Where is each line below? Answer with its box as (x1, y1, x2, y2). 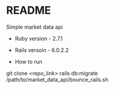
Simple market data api (6, 23, 63, 30)
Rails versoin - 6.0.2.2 (14, 46, 69, 54)
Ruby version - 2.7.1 (14, 35, 63, 42)
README (6, 4, 51, 17)
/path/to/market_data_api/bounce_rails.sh (6, 76, 109, 83)
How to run (14, 58, 43, 65)
